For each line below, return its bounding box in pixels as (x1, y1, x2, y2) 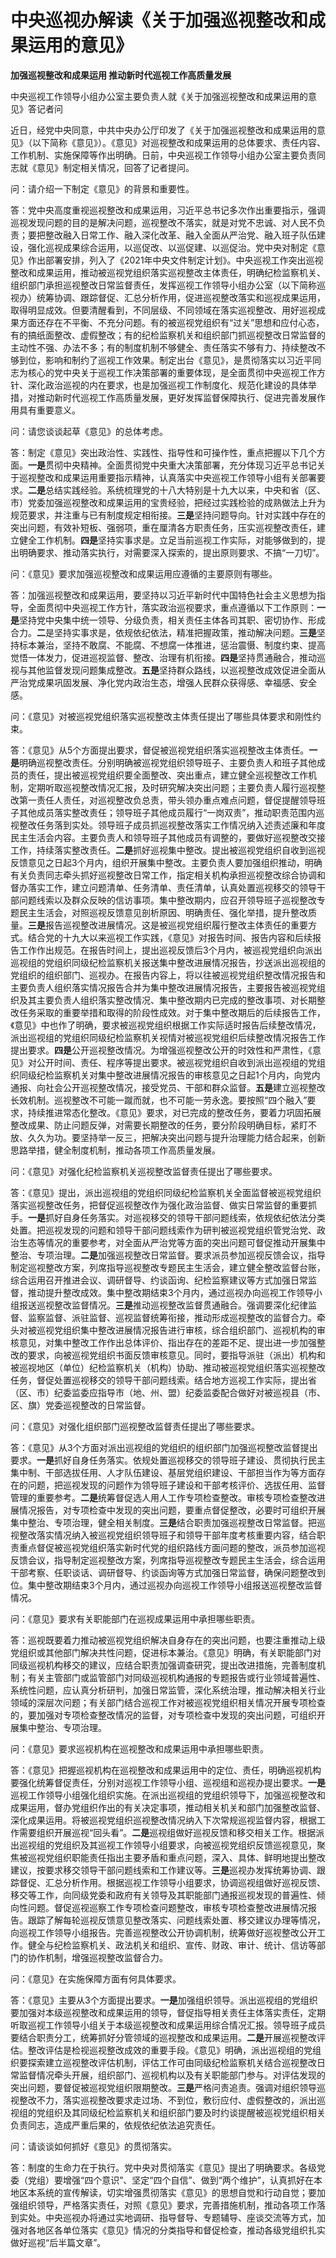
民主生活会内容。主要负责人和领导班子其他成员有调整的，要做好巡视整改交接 (10, 831, 326, 843)
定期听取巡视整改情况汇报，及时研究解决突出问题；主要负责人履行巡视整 (27, 781, 326, 793)
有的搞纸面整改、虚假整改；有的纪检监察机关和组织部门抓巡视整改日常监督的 (10, 329, 326, 341)
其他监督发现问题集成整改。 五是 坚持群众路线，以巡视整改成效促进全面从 (27, 664, 326, 676)
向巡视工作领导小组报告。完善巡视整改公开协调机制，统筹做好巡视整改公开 (10, 1926, 317, 1938)
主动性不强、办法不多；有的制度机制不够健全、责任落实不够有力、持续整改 (10, 341, 317, 353)
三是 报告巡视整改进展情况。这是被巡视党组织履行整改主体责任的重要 (28, 919, 308, 931)
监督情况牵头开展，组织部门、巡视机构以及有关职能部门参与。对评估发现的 (18, 2069, 326, 2081)
